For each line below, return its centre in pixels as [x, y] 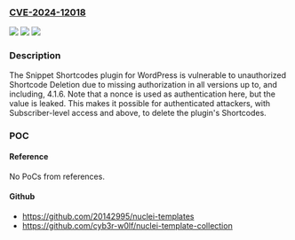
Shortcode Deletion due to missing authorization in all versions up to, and [144, 84]
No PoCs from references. [57, 176]
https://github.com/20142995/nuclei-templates [108, 216]
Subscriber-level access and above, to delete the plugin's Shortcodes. [138, 112]
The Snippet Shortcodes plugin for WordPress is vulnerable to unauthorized [148, 75]
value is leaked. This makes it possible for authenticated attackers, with [140, 103]
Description [35, 56]
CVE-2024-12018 [48, 12]
